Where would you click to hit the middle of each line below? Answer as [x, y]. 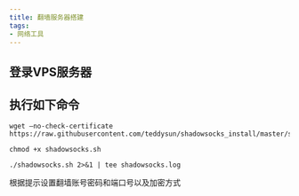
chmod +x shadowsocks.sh [55, 149]
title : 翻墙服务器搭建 [47, 17]
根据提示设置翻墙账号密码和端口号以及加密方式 [95, 182]
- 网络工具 [27, 34]
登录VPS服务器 [51, 72]
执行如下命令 [44, 105]
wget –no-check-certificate [61, 126]
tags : [19, 26]
